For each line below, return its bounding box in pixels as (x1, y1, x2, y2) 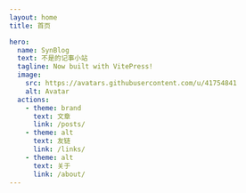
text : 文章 (32, 112, 71, 121)
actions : (17, 95, 50, 104)
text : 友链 (32, 137, 71, 146)
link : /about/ (32, 170, 86, 179)
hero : (9, 37, 29, 46)
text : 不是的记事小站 (17, 54, 88, 63)
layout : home (9, 12, 58, 22)
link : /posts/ (32, 120, 86, 129)
